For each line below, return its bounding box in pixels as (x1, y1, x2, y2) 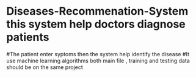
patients (6, 31, 49, 44)
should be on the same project (6, 63, 84, 71)
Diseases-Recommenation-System (6, 4, 189, 18)
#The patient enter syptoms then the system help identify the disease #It (6, 50, 189, 57)
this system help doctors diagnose (6, 17, 186, 31)
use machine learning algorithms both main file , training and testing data (6, 57, 191, 64)
